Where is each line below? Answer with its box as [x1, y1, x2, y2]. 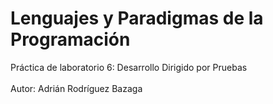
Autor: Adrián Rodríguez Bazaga [10, 82, 143, 94]
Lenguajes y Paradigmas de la [10, 7, 264, 30]
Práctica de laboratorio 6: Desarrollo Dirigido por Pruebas [10, 61, 248, 73]
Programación [10, 28, 131, 51]
